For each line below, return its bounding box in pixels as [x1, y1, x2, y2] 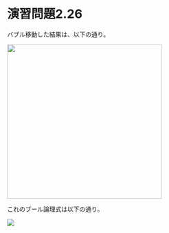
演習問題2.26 [7, 6, 82, 22]
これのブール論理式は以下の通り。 [7, 205, 104, 213]
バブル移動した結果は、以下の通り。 [7, 30, 110, 38]
